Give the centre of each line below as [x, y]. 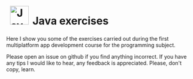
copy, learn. [21, 69]
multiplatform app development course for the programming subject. [91, 45]
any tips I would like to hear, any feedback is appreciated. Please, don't [94, 63]
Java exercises [71, 21]
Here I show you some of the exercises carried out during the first [88, 38]
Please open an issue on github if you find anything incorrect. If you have [96, 56]
